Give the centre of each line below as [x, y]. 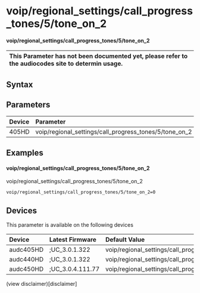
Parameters [28, 105]
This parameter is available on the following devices [70, 225]
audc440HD [26, 259]
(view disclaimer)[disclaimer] [42, 284]
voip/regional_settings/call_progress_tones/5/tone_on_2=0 [81, 192]
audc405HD [26, 250]
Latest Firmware [73, 240]
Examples [25, 152]
